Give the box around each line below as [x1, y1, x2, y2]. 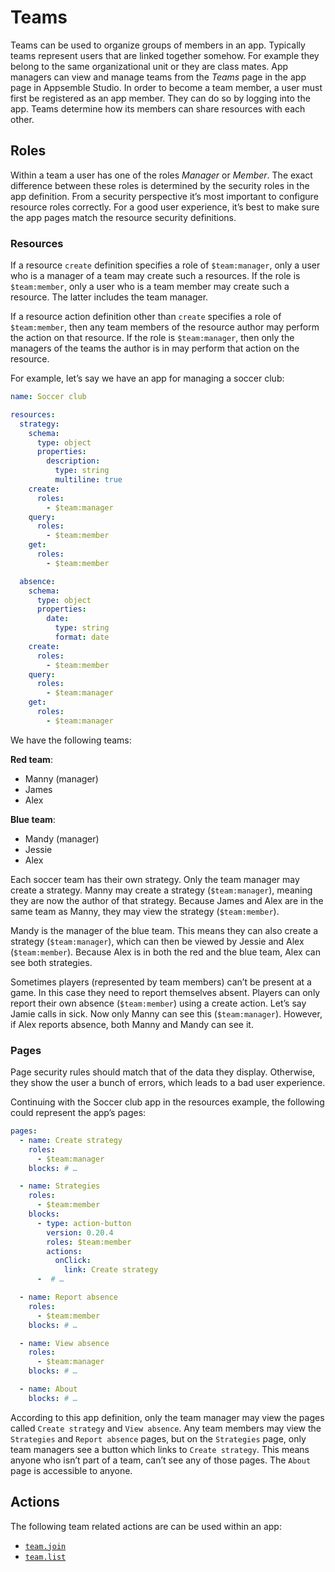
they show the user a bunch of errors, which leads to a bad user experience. [10, 1077, 326, 1089]
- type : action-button [36, 1218, 132, 1228]
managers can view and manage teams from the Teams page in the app [10, 71, 307, 83]
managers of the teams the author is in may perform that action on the [10, 342, 300, 355]
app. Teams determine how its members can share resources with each [10, 102, 306, 115]
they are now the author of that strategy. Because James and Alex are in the [10, 894, 324, 906]
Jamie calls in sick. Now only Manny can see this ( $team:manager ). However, [10, 1007, 323, 1020]
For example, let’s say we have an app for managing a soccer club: [10, 372, 285, 385]
